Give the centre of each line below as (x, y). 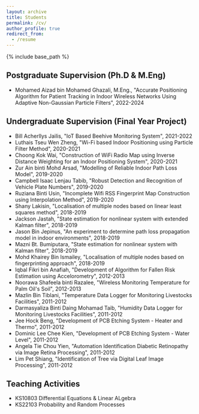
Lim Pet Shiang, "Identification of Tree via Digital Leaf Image (89, 359)
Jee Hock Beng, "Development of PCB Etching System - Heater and (99, 321)
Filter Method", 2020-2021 (48, 149)
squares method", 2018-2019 (51, 212)
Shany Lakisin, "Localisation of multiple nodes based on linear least (98, 206)
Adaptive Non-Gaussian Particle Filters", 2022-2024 (79, 102)
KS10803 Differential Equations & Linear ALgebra (75, 398)
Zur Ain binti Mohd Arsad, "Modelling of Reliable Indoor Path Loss (96, 168)
